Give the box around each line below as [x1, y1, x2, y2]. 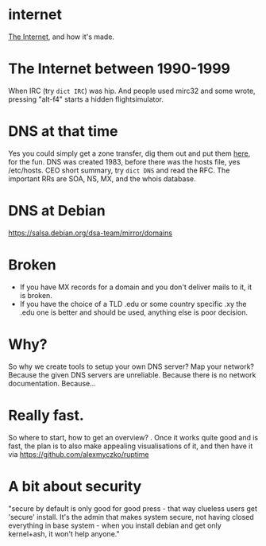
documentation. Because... [8, 378, 97, 388]
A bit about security [8, 477, 142, 495]
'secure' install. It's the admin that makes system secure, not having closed [8, 512, 254, 521]
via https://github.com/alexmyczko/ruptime [8, 449, 149, 459]
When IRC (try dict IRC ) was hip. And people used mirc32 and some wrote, [8, 86, 256, 95]
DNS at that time [8, 122, 118, 141]
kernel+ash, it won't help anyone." [8, 529, 121, 538]
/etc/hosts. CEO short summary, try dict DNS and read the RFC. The [8, 165, 230, 175]
